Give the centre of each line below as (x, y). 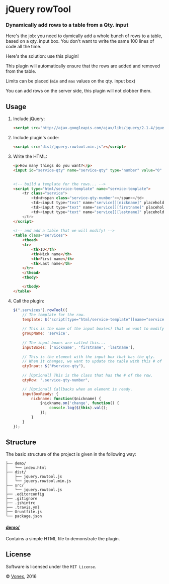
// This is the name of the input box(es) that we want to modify (93, 329)
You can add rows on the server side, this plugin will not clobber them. (79, 91)
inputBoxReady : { (40, 394)
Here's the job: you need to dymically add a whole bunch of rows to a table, (84, 36)
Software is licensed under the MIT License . (51, 566)
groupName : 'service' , (46, 333)
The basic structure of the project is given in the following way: (71, 454)
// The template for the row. (54, 315)
